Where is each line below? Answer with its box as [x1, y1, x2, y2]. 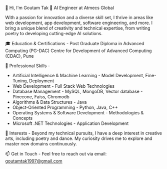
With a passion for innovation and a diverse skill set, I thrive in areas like [5, 15, 153, 20]
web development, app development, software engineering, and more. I [5, 20, 153, 26]
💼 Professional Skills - [5, 63, 50, 69]
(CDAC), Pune [5, 53, 34, 59]
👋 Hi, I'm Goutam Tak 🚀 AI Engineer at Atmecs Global [5, 5, 114, 11]
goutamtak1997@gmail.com [5, 158, 62, 164]
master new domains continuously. [5, 141, 77, 146]
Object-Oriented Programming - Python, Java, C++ [12, 104, 118, 110]
